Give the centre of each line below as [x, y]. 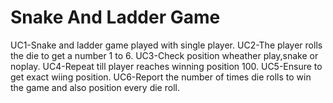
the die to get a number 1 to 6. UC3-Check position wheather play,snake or [164, 55]
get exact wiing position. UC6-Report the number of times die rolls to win [161, 77]
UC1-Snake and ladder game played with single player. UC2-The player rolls [166, 45]
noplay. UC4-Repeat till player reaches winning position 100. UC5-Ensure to [166, 66]
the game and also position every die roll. [95, 87]
